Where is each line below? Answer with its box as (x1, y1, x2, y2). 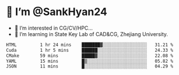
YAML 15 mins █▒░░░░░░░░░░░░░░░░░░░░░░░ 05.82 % (6, 58, 174, 64)
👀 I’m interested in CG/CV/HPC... (14, 24, 93, 31)
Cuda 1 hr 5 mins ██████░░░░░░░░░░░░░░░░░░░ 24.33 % (6, 47, 174, 53)
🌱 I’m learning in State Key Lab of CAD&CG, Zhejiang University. (14, 30, 168, 37)
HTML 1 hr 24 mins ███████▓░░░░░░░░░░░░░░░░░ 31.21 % (6, 42, 174, 48)
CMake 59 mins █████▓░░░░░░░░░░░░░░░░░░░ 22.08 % (6, 52, 174, 59)
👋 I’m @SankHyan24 (6, 5, 108, 19)
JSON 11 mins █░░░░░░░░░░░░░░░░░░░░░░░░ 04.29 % (6, 63, 174, 69)
